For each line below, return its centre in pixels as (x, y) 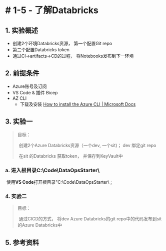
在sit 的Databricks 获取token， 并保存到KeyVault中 (71, 156)
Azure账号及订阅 (29, 86)
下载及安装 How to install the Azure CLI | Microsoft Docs (78, 104)
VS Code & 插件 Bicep (35, 92)
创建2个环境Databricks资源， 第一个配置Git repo (62, 43)
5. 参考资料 (22, 242)
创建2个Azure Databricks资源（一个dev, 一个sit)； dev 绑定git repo (87, 145)
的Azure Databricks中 (40, 225)
